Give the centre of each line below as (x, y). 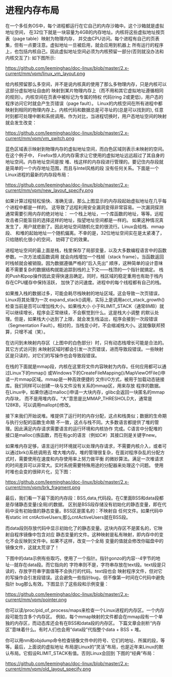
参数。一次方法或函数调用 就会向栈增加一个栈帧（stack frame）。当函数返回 (85, 257)
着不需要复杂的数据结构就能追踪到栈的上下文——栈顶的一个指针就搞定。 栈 (84, 269)
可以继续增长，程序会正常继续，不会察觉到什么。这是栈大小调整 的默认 (80, 312)
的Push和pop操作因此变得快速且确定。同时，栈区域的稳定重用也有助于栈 (82, 276)
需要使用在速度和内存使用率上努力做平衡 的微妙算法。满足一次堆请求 (91, 459)
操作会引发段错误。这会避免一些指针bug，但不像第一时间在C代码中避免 (89, 577)
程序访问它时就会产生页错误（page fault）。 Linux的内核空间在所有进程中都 (84, 103)
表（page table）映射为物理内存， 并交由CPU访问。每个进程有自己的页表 (82, 38)
